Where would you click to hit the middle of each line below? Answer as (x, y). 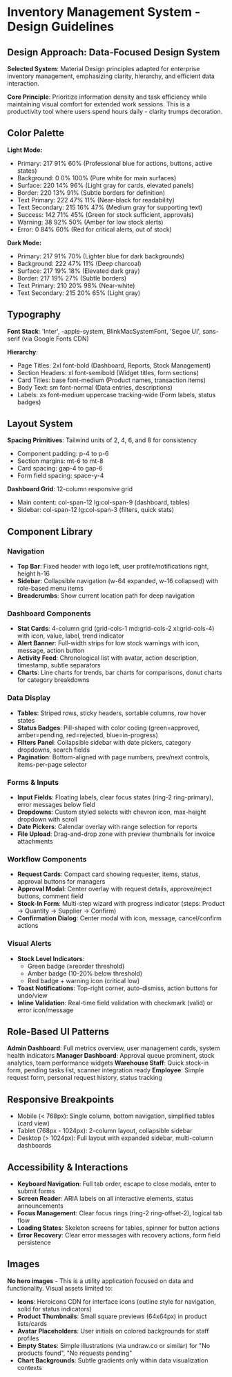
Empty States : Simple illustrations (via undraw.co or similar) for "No (114, 1345)
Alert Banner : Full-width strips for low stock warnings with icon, (108, 643)
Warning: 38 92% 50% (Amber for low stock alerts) (90, 222)
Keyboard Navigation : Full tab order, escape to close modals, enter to (117, 1184)
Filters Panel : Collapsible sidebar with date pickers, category (104, 742)
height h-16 (33, 573)
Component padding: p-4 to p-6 (63, 454)
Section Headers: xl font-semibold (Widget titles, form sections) (108, 372)
